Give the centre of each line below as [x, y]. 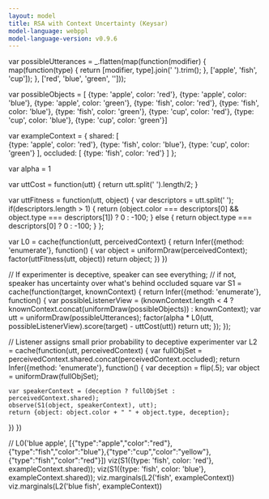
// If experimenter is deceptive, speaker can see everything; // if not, [122, 275]
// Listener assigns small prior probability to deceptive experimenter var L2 [133, 342]
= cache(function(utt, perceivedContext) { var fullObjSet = [105, 351]
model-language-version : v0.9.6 [63, 38]
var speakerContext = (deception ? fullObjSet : [92, 391]
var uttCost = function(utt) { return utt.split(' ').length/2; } [103, 185]
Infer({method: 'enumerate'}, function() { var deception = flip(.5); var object [134, 368]
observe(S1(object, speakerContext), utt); [83, 406]
